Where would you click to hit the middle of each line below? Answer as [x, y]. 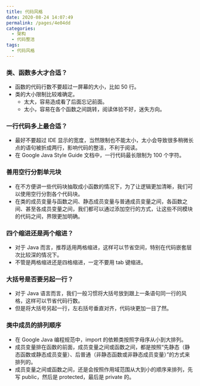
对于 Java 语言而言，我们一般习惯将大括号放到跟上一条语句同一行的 [98, 293]
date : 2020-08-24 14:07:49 [40, 17]
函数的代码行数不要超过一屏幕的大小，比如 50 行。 [77, 87]
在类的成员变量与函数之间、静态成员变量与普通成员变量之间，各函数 [99, 201]
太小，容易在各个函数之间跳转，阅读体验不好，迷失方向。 [94, 109]
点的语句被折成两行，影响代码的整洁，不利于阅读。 [78, 148]
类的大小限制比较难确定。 [46, 94]
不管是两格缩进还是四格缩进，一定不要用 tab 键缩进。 [80, 262]
